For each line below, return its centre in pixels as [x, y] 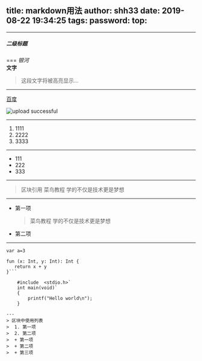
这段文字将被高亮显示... [50, 80]
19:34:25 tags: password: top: [90, 21]
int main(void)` [38, 288]
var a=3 [16, 251]
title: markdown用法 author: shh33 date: [83, 11]
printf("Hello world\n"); [60, 298]
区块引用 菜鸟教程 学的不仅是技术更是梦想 [72, 190]
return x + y [30, 267]
